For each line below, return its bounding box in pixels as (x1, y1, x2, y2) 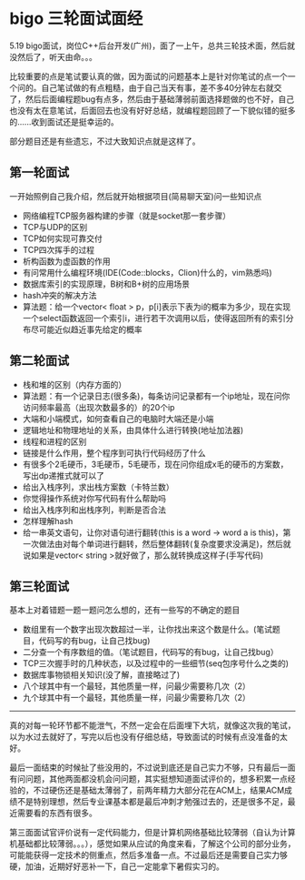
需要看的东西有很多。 (16, 807, 97, 819)
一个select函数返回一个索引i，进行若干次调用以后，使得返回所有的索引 (22, 312, 286, 323)
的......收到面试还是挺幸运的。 (9, 116, 120, 127)
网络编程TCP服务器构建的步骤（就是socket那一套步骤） (22, 210, 231, 221)
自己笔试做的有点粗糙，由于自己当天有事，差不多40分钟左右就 (40, 82, 274, 93)
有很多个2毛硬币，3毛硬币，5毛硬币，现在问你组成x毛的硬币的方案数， (22, 459, 289, 470)
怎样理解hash (22, 515, 74, 526)
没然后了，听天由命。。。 (9, 51, 97, 62)
